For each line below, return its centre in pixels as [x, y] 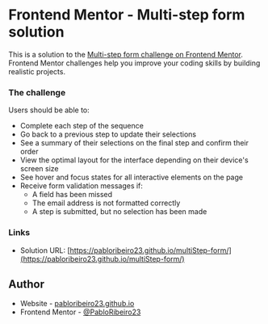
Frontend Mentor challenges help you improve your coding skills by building [134, 63]
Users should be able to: [49, 110]
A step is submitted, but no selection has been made [119, 212]
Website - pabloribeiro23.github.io [77, 304]
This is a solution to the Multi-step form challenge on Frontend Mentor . [126, 54]
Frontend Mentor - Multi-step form [127, 15]
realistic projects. [37, 71]
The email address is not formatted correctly [106, 203]
